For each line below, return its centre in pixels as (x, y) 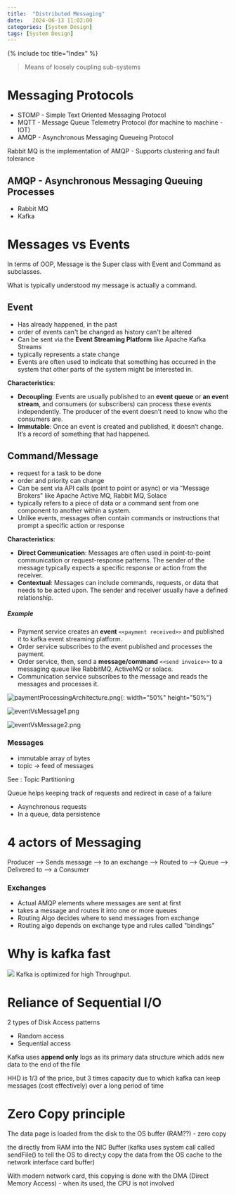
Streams (29, 346)
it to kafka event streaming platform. (70, 639)
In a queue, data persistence (59, 814)
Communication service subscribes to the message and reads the (113, 676)
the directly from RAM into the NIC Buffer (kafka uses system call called (111, 1147)
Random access (41, 1036)
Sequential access (44, 1043)
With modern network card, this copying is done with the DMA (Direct (108, 1176)
